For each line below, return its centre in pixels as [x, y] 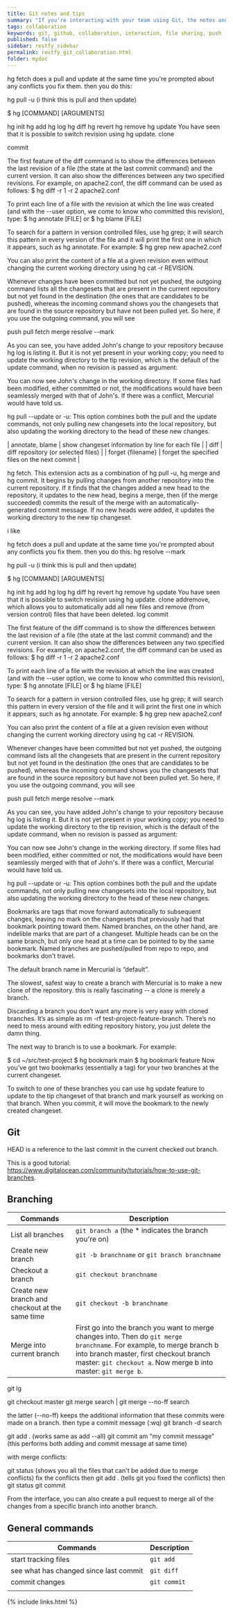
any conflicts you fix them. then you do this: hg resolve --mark [96, 551]
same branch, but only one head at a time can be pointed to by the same [111, 941]
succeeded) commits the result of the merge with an [82, 502]
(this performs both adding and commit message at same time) [97, 1444]
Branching [30, 1199]
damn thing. [24, 1033]
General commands [50, 1528]
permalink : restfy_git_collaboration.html [69, 53]
